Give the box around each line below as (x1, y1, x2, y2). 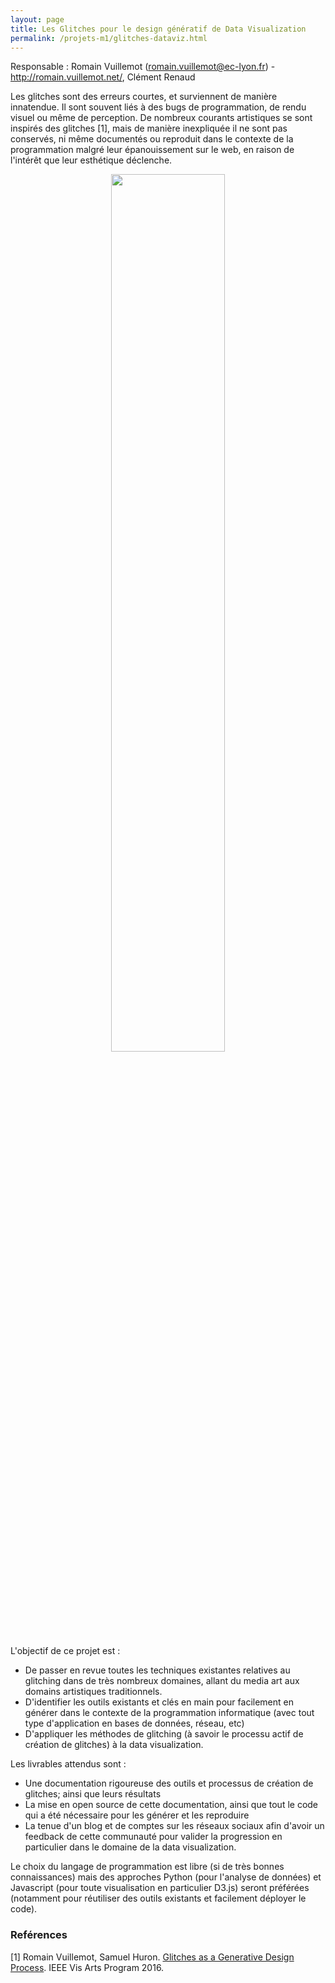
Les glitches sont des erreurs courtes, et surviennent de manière (10, 91, 278, 103)
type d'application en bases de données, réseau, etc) (24, 1717, 245, 1730)
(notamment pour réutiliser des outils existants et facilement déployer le (10, 1892, 307, 1905)
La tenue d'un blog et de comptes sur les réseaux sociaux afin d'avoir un (24, 1820, 325, 1832)
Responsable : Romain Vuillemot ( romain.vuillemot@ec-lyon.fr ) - (10, 61, 276, 73)
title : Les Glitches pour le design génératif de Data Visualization (10, 24, 307, 34)
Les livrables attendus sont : (10, 1758, 127, 1770)
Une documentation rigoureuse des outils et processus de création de (24, 1777, 314, 1790)
